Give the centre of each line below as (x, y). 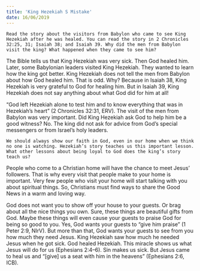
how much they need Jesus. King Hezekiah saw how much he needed (93, 237)
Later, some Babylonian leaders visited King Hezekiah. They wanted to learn (100, 67)
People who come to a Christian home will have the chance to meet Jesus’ (98, 168)
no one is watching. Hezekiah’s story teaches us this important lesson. (100, 146)
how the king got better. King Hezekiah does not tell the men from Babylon (98, 73)
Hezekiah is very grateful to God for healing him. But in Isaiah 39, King (93, 86)
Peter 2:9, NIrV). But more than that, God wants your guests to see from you (100, 230)
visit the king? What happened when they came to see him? (81, 50)
